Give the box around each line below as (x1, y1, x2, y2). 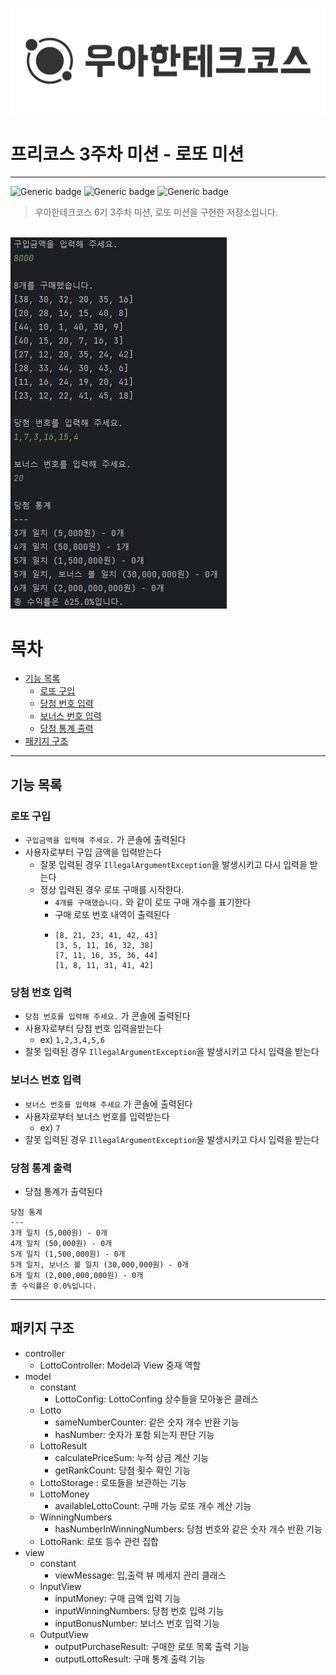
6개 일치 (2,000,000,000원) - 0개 (10, 1270, 144, 1280)
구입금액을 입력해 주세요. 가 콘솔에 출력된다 (24, 834, 187, 846)
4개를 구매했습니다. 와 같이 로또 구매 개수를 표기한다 (54, 896, 252, 908)
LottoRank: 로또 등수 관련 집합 (39, 1535, 159, 1547)
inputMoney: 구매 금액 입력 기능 (54, 1592, 182, 1604)
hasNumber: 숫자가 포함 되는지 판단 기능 (54, 1428, 215, 1440)
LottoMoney (39, 1488, 90, 1500)
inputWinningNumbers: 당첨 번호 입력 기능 (54, 1604, 225, 1617)
